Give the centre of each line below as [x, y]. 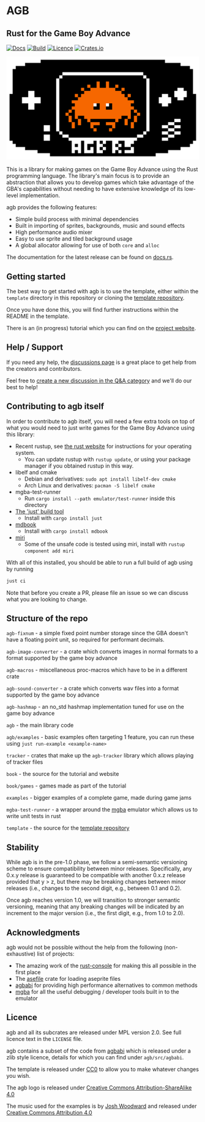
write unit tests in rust [34, 816]
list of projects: [55, 954]
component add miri [49, 551]
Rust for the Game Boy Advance [68, 33]
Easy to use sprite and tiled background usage [74, 239]
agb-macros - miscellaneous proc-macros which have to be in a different [97, 670]
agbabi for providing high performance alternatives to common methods [106, 985]
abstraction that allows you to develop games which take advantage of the [100, 182]
